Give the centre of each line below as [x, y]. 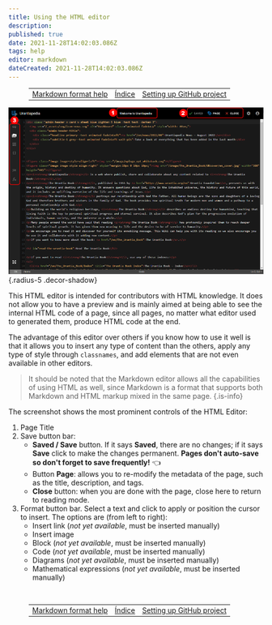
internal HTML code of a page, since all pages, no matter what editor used [132, 313]
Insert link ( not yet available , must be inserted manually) [126, 526]
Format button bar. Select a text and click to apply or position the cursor [140, 509]
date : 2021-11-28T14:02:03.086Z [63, 43]
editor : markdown [38, 60]
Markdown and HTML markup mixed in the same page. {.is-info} [136, 396]
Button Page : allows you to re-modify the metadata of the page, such [148, 474]
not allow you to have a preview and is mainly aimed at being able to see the [136, 305]
